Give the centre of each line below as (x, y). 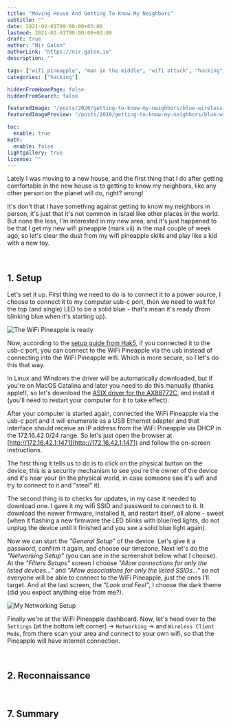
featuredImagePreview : (40, 115)
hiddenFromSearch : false (43, 96)
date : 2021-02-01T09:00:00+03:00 (55, 26)
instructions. (25, 450)
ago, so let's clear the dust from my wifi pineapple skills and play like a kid (112, 236)
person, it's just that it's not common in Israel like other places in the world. (113, 214)
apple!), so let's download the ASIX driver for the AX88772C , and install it (111, 393)
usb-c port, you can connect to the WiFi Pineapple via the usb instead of (110, 351)
